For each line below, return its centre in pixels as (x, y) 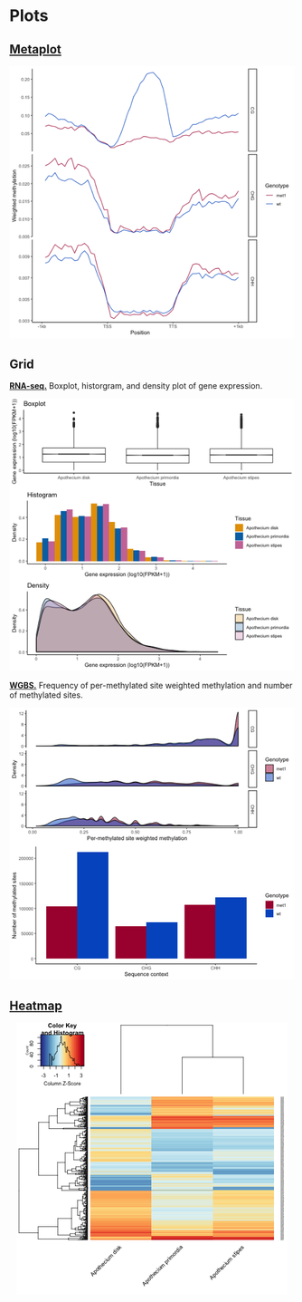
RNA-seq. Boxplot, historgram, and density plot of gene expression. (136, 385)
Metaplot (35, 49)
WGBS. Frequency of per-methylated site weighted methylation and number (151, 686)
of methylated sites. (46, 695)
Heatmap (36, 1005)
